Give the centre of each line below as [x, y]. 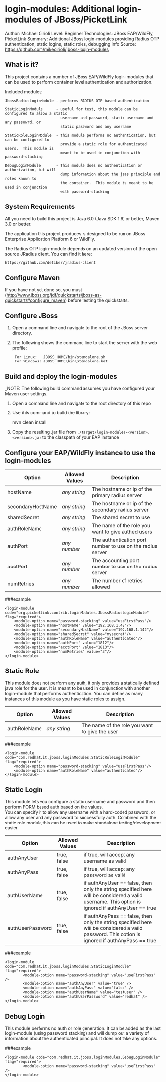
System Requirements [40, 207]
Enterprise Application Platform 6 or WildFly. [50, 239]
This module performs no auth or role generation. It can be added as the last [83, 1028]
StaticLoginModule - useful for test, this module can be [72, 109]
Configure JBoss [32, 316]
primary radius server [117, 495]
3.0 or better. [18, 224]
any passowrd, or [23, 122]
